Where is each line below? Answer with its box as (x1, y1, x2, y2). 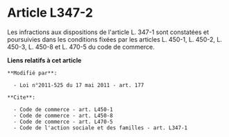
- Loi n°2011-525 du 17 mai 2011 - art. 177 (13, 81, 144, 88)
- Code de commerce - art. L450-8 (13, 112, 113, 119)
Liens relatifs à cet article (7, 56, 82, 64)
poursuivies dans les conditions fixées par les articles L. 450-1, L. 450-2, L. (7, 35, 222, 43)
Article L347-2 (7, 5, 94, 21)
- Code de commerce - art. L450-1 (13, 106, 113, 113)
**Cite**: (7, 94, 36, 101)
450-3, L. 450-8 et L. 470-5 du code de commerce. (7, 42, 155, 51)
